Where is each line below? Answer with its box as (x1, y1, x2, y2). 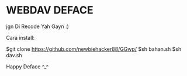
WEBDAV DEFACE (6, 4, 93, 17)
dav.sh (6, 51, 22, 58)
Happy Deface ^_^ (6, 63, 49, 70)
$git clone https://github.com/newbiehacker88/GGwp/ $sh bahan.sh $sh (6, 45, 182, 53)
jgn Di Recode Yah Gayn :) (6, 23, 69, 30)
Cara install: (6, 34, 35, 41)
